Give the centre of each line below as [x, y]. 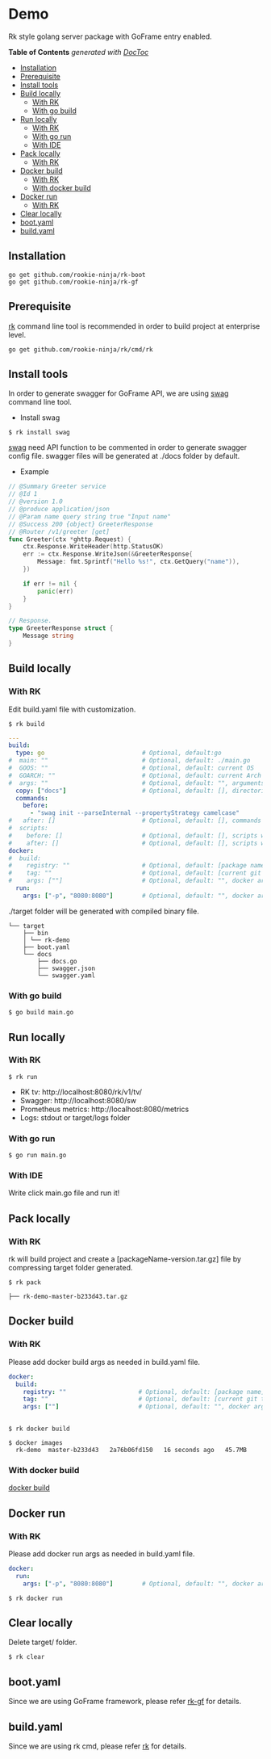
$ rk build [27, 724]
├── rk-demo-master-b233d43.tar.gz [68, 1297]
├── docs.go [58, 961]
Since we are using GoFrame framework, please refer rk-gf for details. [125, 1702]
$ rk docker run [35, 1598]
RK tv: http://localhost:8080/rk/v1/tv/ [81, 1092]
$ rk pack [25, 1283]
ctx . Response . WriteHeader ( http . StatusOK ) [93, 547]
